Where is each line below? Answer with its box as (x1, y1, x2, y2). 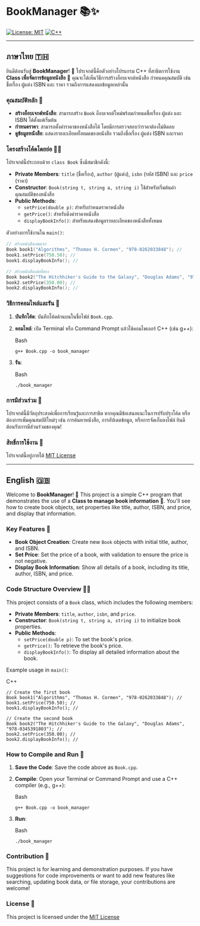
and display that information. (6, 510, 76, 517)
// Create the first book (6, 689, 70, 696)
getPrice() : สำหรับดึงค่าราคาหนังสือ (23, 210, 99, 218)
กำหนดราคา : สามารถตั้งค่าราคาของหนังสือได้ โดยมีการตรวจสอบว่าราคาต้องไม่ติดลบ (14, 123, 175, 130)
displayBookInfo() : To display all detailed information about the (23, 648, 180, 656)
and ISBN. (14, 544, 40, 552)
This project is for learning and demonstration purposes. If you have (6, 866, 173, 873)
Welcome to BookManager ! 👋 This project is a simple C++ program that (6, 491, 183, 499)
